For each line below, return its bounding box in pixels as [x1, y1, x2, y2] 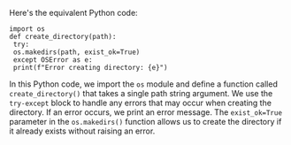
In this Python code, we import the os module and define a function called [9, 79, 279, 89]
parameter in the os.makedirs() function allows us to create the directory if [9, 117, 282, 126]
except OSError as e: [12, 56, 93, 65]
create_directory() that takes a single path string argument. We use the [9, 88, 273, 98]
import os [9, 25, 46, 34]
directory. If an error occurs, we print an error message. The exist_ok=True [9, 107, 283, 118]
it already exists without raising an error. [9, 126, 156, 136]
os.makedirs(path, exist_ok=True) [12, 48, 141, 57]
